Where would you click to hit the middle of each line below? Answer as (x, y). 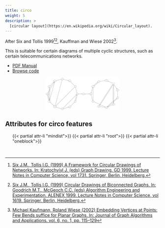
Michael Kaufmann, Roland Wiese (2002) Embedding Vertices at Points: (85, 210)
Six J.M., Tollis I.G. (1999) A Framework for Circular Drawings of (77, 165)
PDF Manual (25, 65)
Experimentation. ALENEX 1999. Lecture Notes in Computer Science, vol (85, 195)
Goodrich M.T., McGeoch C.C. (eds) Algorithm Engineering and (76, 190)
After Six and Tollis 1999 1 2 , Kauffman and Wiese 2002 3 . (61, 41)
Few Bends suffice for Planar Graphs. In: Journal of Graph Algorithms (82, 215)
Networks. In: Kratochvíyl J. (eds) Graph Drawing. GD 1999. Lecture (81, 170)
